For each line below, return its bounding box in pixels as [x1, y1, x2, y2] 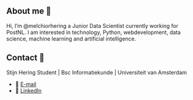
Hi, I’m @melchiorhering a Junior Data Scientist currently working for [6, 22, 178, 29]
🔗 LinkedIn [15, 87, 42, 94]
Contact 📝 [6, 53, 45, 63]
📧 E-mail [15, 80, 36, 88]
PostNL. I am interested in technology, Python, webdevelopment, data [6, 28, 181, 36]
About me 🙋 [6, 6, 52, 16]
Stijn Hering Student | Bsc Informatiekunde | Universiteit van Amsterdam [6, 68, 187, 76]
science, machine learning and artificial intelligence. [6, 35, 137, 42]
